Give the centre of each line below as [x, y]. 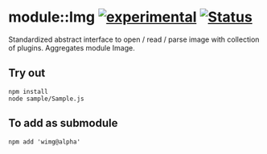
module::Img [51, 17]
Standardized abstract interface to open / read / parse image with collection [134, 39]
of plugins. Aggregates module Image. [72, 47]
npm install [28, 91]
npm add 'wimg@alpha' [45, 142]
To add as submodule [63, 123]
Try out [27, 73]
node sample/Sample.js [46, 99]
